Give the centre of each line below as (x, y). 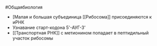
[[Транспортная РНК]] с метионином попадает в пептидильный (80, 33)
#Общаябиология (24, 7)
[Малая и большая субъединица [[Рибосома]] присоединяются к (82, 17)
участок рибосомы (33, 38)
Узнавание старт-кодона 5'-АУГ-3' (49, 27)
